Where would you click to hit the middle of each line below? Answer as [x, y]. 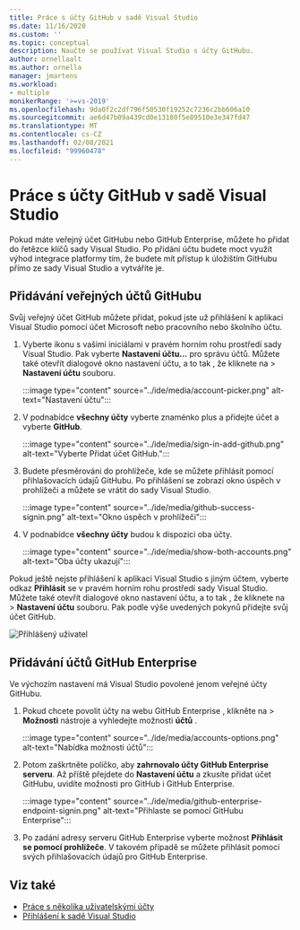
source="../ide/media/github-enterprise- [188, 801]
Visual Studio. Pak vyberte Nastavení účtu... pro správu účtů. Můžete [151, 354]
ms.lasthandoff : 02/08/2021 [62, 143]
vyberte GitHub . [52, 427]
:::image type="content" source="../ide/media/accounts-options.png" [150, 738]
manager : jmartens [43, 76]
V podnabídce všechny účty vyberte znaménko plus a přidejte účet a [150, 417]
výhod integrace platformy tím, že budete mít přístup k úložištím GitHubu [143, 258]
